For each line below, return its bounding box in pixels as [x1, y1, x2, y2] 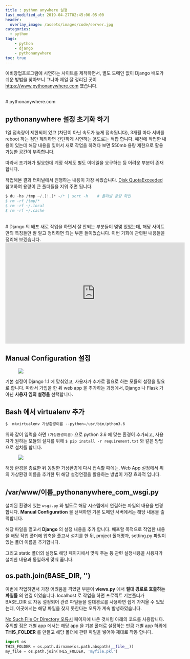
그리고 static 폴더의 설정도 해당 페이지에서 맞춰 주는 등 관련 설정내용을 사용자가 [5, 550, 163, 556]
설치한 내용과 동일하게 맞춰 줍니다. [5, 556, 74, 562]
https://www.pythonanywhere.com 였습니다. [5, 83, 98, 89]
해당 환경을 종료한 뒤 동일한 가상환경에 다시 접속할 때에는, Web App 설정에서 [5, 465, 159, 471]
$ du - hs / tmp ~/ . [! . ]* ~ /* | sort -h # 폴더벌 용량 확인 [5, 194, 131, 199]
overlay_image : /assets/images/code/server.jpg [10, 22, 114, 27]
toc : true [5, 55, 27, 61]
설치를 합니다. [14, 444, 43, 450]
